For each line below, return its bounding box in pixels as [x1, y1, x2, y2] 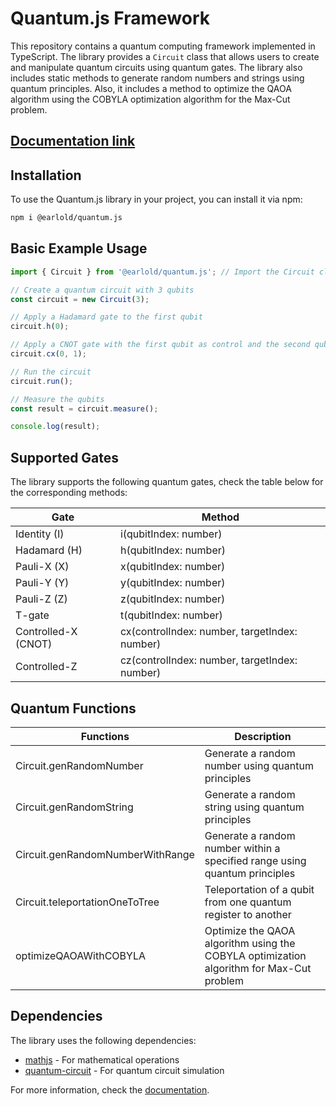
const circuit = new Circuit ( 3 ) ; [10, 294, 150, 304]
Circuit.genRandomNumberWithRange [15, 847, 195, 861]
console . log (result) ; [10, 422, 101, 432]
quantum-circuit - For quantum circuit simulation [24, 1064, 225, 1076]
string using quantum [204, 800, 305, 814]
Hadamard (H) [15, 543, 83, 557]
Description [234, 729, 292, 743]
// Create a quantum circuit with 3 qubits [10, 285, 195, 295]
